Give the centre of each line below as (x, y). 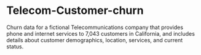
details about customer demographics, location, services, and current (95, 40)
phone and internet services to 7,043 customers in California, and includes (101, 33)
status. (15, 47)
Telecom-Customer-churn (75, 11)
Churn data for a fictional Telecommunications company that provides (95, 27)
